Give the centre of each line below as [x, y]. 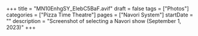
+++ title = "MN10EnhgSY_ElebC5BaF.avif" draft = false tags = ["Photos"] [98, 9]
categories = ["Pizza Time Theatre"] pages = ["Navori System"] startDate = [100, 15]
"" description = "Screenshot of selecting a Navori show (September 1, [94, 21]
